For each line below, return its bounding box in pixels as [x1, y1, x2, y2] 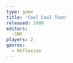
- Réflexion [11, 48, 42, 54]
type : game [6, 8, 34, 15]
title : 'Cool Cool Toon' [6, 14, 68, 20]
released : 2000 [6, 20, 44, 26]
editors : [6, 25, 28, 32]
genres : [6, 43, 26, 49]
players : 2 [6, 37, 34, 43]
